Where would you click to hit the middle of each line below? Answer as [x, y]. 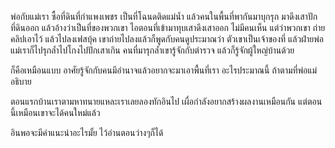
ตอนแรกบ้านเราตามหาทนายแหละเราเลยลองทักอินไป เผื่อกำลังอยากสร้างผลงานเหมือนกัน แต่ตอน [166, 101]
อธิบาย [21, 81]
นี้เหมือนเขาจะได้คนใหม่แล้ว [55, 112]
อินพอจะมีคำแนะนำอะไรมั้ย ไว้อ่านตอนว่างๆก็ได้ [87, 132]
